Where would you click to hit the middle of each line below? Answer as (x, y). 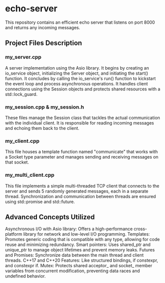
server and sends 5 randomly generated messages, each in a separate (77, 191)
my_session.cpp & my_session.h (45, 107)
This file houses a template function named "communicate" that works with (82, 152)
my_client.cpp (22, 141)
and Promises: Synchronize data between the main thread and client (74, 255)
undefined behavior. (25, 276)
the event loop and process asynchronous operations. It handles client (77, 83)
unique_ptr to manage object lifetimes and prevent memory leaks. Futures (80, 250)
